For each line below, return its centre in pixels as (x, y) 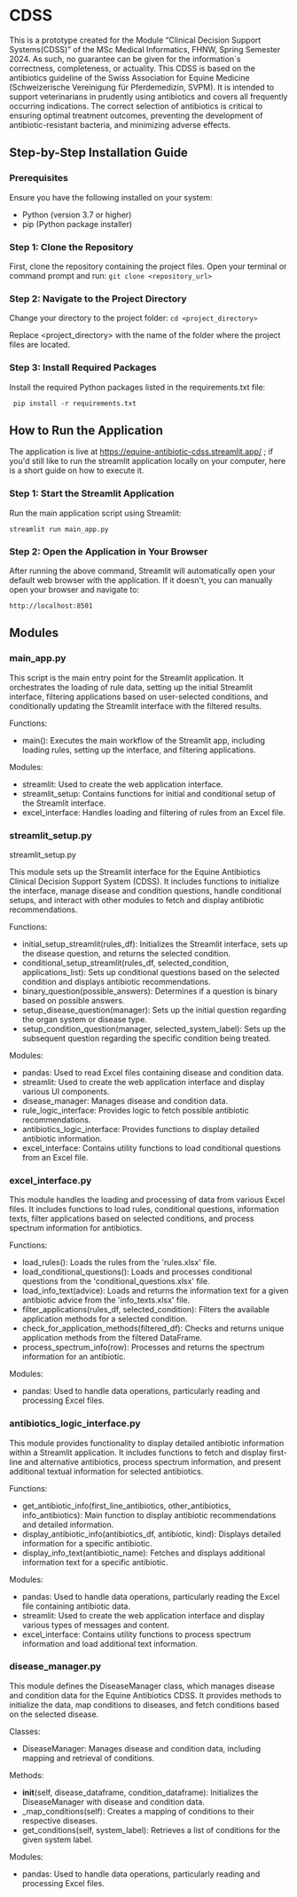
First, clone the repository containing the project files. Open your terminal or (148, 266)
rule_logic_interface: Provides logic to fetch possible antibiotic (136, 1110)
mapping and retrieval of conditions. (88, 1758)
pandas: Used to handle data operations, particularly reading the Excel (151, 1596)
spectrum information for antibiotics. (76, 1228)
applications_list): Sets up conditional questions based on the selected (151, 972)
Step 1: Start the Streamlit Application (92, 493)
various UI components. (66, 1091)
